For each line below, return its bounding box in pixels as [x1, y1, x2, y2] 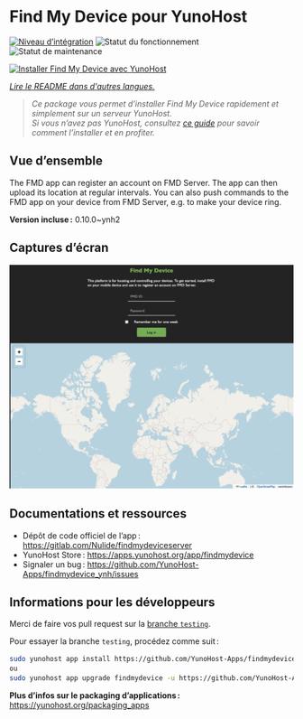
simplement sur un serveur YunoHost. [31, 107, 173, 118]
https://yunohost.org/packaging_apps [9, 700, 150, 711]
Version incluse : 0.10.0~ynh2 [9, 214, 121, 225]
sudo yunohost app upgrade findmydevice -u [9, 674, 176, 683]
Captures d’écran [9, 240, 109, 256]
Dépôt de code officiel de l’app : [22, 530, 142, 541]
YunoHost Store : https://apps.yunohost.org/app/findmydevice [22, 549, 254, 560]
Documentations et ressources [9, 506, 188, 521]
